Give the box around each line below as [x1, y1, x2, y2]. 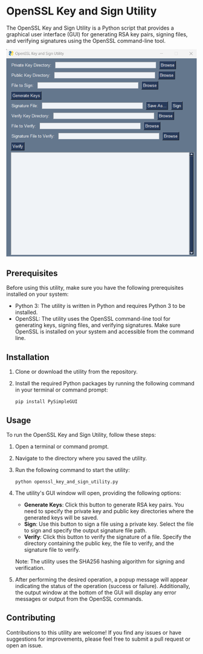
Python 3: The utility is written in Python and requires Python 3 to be [14, 302, 185, 310]
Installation [6, 352, 50, 362]
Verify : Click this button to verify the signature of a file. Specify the [24, 533, 192, 540]
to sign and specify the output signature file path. [24, 526, 147, 534]
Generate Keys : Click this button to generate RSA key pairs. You [24, 501, 184, 508]
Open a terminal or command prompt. [14, 443, 109, 450]
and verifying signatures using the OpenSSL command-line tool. [6, 37, 166, 44]
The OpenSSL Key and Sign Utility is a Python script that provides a [6, 24, 174, 31]
